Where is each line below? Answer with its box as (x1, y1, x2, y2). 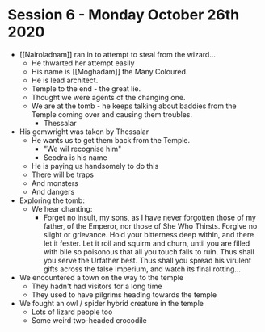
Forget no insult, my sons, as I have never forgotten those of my (43, 212, 256, 222)
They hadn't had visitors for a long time (31, 281, 162, 291)
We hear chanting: (31, 204, 93, 213)
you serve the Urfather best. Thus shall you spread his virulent (43, 255, 252, 265)
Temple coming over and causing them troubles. (31, 109, 193, 119)
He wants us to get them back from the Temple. (31, 135, 191, 145)
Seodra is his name (43, 152, 107, 162)
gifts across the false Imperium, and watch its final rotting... (43, 264, 242, 274)
